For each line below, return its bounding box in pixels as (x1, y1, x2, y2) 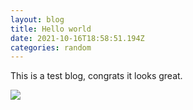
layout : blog (10, 14, 65, 25)
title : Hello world (10, 24, 92, 34)
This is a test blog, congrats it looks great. (10, 70, 183, 82)
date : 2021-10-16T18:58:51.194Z (10, 33, 145, 43)
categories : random (10, 42, 92, 53)
